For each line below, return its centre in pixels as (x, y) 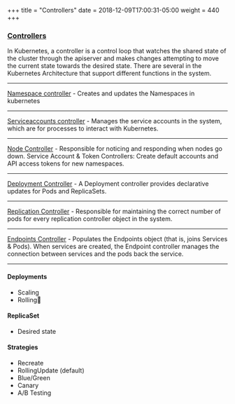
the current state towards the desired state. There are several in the (105, 66)
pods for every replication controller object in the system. (90, 219)
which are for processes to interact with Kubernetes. (83, 128)
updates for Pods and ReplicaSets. (57, 191)
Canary (28, 385)
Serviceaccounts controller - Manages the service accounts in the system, (115, 121)
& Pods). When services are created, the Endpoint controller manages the (113, 247)
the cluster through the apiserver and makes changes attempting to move (113, 58)
